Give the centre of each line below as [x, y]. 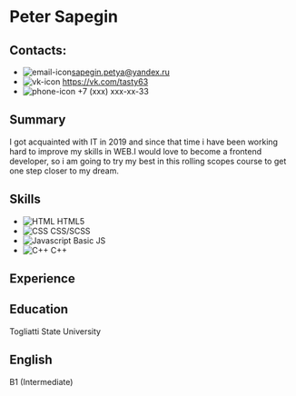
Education [39, 309]
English [31, 360]
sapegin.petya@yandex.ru [120, 72]
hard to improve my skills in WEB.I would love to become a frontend [136, 151]
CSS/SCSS [70, 231]
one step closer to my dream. [64, 171]
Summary [38, 120]
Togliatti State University [55, 331]
